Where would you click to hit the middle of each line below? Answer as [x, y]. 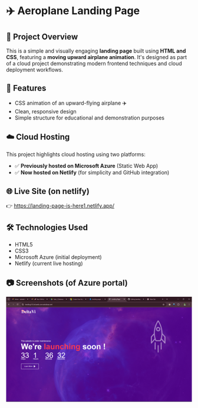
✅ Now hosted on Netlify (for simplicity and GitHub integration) [92, 172]
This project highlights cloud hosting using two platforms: [76, 154]
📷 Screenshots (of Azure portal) [67, 283]
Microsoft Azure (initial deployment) [58, 257]
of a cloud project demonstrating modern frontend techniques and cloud [94, 63]
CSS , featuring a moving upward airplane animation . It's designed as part [97, 57]
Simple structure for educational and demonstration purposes [90, 118]
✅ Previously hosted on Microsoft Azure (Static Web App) [86, 166]
